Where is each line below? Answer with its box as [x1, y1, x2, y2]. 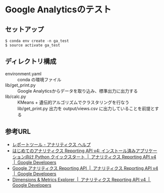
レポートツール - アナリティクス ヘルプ [12, 141, 91, 147]
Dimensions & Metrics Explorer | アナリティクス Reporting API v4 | [12, 176, 150, 182]
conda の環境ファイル [17, 76, 62, 82]
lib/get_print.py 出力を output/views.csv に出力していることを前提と [17, 105, 155, 111]
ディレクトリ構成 [5, 57, 56, 66]
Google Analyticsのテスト [5, 4, 111, 15]
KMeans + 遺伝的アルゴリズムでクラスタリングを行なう [17, 99, 130, 105]
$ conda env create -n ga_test [5, 38, 69, 43]
